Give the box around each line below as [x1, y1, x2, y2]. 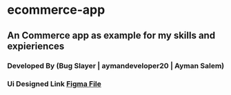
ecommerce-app [7, 2, 106, 18]
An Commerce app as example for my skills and [7, 30, 216, 41]
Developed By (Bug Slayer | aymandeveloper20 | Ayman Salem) [7, 61, 225, 70]
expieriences [7, 40, 65, 52]
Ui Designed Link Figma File [7, 79, 102, 89]
